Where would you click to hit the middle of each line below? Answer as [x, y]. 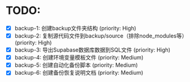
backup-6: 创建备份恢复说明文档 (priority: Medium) [79, 73]
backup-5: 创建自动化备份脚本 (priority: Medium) [76, 65]
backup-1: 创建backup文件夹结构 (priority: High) [75, 28]
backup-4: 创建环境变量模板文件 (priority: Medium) [79, 58]
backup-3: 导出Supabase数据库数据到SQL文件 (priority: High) [93, 50]
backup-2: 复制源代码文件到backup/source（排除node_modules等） [101, 36]
